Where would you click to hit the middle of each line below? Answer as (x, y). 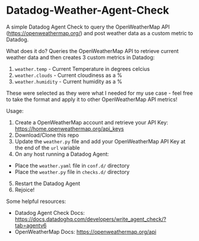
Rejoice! (25, 190)
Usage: (15, 111)
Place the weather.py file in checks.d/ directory (72, 172)
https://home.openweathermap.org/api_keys (69, 129)
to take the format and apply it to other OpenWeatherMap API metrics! (92, 99)
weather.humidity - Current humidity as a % (69, 82)
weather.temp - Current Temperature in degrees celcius (82, 68)
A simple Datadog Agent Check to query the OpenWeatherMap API (88, 27)
